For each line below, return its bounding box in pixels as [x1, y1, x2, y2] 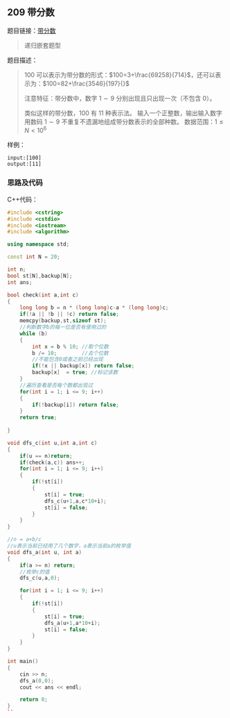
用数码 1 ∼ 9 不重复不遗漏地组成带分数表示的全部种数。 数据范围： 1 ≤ [24, 117, 224, 126]
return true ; [19, 414, 57, 421]
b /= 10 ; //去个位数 [32, 349, 109, 356]
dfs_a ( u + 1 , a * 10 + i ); [44, 619, 100, 626]
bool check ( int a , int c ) [7, 291, 79, 299]
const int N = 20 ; [7, 253, 60, 260]
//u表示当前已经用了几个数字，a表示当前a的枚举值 [7, 542, 132, 550]
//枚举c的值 [19, 568, 50, 575]
